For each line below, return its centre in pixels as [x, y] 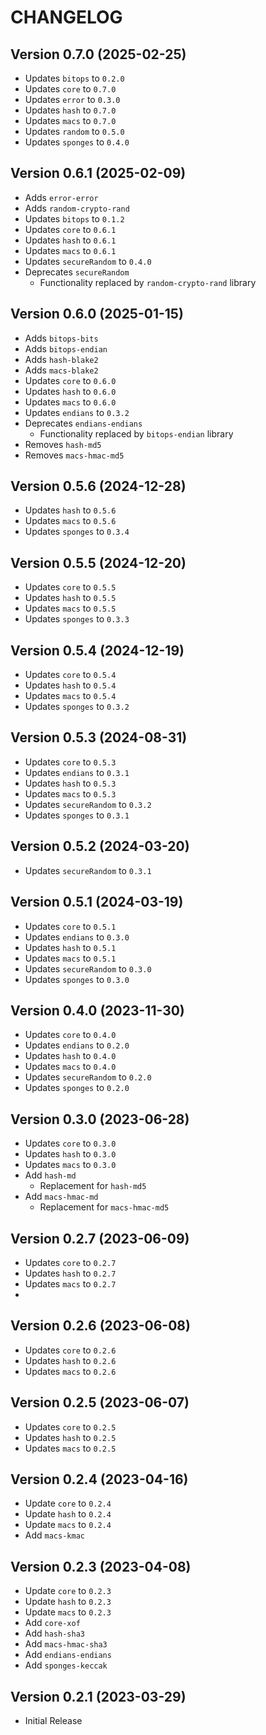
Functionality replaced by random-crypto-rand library [148, 282]
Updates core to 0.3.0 [70, 1143]
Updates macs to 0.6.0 [70, 402]
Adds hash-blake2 [61, 359]
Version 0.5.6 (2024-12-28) [98, 486]
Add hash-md [50, 1175]
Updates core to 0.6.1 [70, 229]
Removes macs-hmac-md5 [74, 455]
